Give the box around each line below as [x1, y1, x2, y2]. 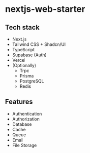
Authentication [12, 111, 42, 116]
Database [12, 121, 32, 127]
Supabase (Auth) [12, 52, 47, 58]
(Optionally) [12, 63, 36, 68]
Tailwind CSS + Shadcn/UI [12, 41, 66, 47]
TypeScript [12, 47, 35, 52]
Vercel [12, 57, 26, 63]
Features [5, 98, 33, 106]
